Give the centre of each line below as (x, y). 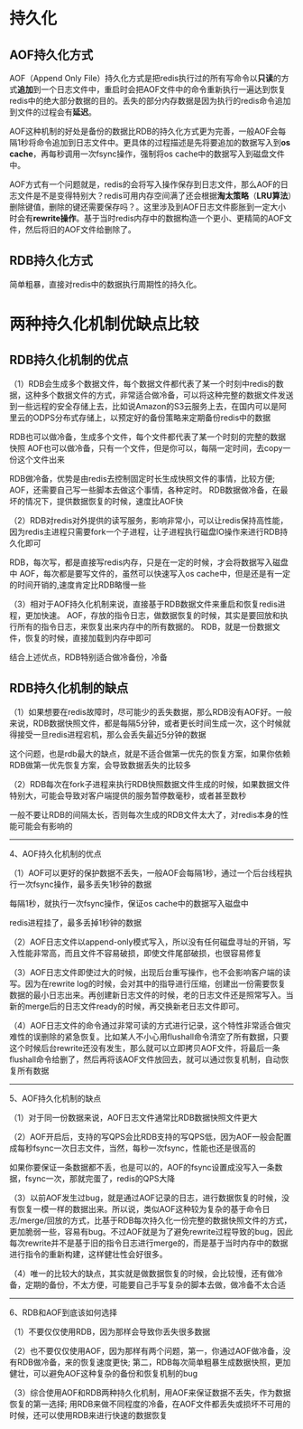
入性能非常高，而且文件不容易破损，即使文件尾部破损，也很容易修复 (136, 953)
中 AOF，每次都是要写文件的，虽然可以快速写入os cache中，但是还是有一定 (150, 573)
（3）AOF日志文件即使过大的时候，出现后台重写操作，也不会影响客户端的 (146, 972)
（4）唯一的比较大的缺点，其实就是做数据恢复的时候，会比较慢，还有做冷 (147, 1273)
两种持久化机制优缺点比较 (105, 324)
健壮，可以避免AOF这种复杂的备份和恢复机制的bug (104, 1373)
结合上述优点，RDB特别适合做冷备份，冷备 (89, 657)
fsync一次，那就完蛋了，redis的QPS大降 (100, 1178)
